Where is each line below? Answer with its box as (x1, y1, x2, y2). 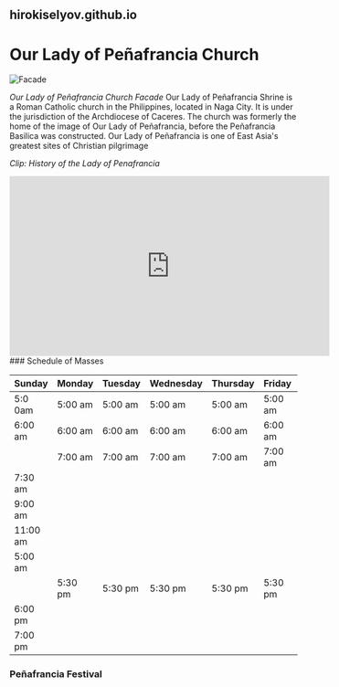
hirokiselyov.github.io (9, 7, 137, 23)
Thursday (211, 377, 255, 390)
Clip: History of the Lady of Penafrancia (9, 158, 160, 169)
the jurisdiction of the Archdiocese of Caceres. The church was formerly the (9, 111, 297, 122)
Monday (57, 377, 94, 390)
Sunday (14, 377, 48, 390)
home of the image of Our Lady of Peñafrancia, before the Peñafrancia (9, 121, 276, 132)
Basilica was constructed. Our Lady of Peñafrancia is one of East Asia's (9, 131, 279, 142)
